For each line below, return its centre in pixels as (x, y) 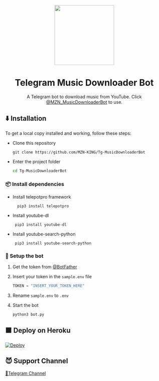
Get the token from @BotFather (45, 267)
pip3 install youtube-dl (41, 225)
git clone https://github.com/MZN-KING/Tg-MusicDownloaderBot (79, 152)
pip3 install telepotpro (43, 206)
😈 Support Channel (37, 361)
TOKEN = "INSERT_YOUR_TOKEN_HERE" (48, 286)
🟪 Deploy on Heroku (38, 330)
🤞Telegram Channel (26, 373)
